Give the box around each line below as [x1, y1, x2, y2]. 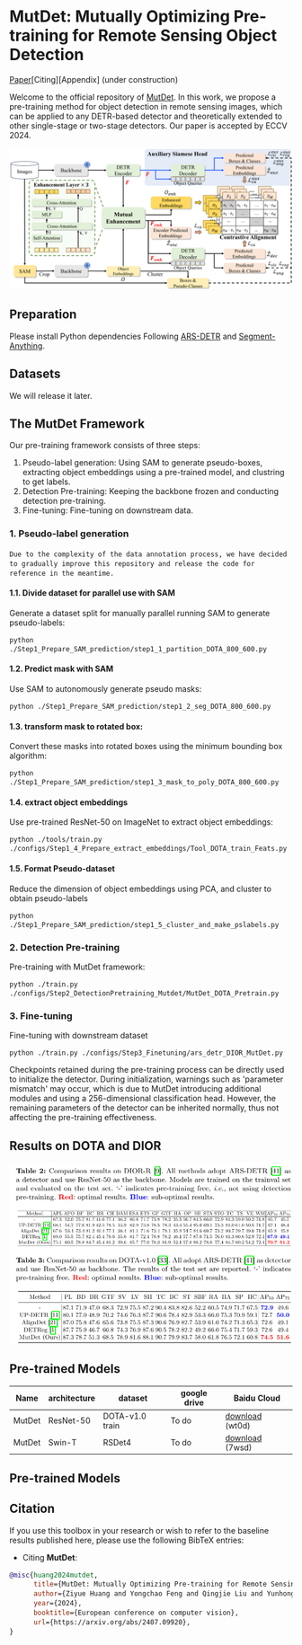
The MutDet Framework [9, 416, 146, 431]
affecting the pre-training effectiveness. [9, 1112, 157, 1123]
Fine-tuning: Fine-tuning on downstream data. [22, 505, 193, 516]
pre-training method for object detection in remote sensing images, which [9, 101, 283, 111]
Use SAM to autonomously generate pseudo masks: [9, 684, 202, 694]
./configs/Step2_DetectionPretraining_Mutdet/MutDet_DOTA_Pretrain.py [9, 988, 280, 998]
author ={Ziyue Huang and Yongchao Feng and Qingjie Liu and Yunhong [32, 1589, 296, 1598]
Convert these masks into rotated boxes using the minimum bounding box [9, 741, 283, 752]
